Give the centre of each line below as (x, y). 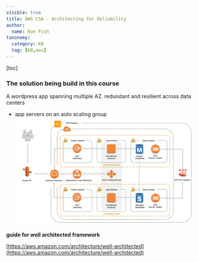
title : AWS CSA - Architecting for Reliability (66, 19)
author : (16, 25)
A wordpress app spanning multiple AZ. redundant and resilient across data (99, 96)
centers (15, 103)
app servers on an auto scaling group (61, 114)
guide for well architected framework (53, 235)
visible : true (24, 13)
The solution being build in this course (63, 83)
